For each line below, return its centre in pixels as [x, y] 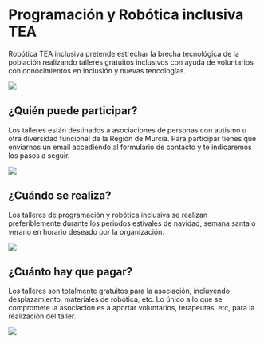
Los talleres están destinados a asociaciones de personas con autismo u [128, 130]
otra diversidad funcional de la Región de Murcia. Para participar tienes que [132, 138]
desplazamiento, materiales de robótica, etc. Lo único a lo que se [115, 299]
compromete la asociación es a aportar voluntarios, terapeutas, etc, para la [132, 308]
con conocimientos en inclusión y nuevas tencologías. [97, 70]
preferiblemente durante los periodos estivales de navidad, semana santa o [132, 223]
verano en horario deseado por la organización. [87, 231]
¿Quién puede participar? [73, 111]
